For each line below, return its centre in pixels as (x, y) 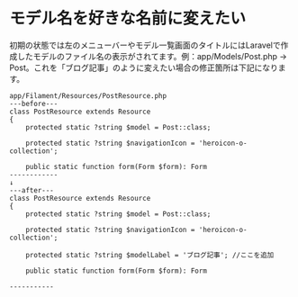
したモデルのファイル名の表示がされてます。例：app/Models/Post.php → (152, 56)
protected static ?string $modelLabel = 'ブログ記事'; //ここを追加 (150, 255)
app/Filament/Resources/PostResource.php (88, 95)
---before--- (34, 103)
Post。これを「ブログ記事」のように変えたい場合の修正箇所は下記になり (144, 67)
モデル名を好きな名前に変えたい (128, 18)
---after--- (32, 190)
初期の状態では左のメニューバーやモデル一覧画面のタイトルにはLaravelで (145, 45)
